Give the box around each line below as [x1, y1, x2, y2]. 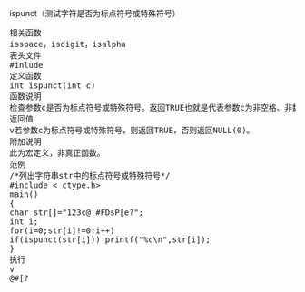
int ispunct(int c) [9, 81, 96, 91]
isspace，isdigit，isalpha [9, 39, 127, 49]
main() [9, 190, 39, 200]
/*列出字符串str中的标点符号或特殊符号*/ [9, 170, 171, 180]
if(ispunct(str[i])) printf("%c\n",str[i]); [9, 235, 212, 245]
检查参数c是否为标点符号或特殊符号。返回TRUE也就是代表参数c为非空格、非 [9, 102, 293, 112]
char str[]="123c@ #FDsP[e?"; [9, 208, 144, 218]
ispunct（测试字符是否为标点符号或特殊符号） [9, 8, 181, 18]
